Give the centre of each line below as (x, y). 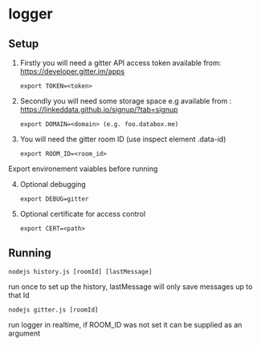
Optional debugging (53, 184)
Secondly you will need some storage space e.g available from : (126, 101)
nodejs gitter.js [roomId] (53, 310)
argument (24, 333)
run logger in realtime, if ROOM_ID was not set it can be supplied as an (125, 324)
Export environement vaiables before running (83, 169)
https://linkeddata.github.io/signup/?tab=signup (99, 110)
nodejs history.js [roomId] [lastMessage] (80, 271)
